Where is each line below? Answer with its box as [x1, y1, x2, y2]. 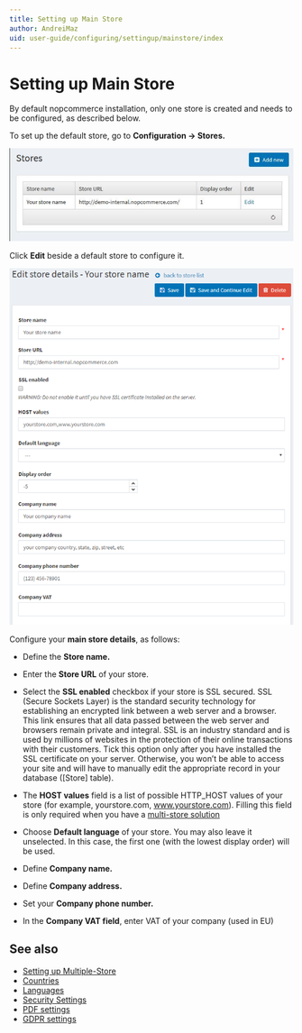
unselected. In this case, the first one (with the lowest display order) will [22, 836, 290, 846]
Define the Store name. [22, 651, 111, 662]
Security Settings [22, 994, 87, 1005]
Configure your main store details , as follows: [9, 634, 180, 644]
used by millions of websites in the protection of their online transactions [22, 734, 293, 745]
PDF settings [22, 1003, 70, 1014]
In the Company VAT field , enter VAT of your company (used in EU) [22, 915, 274, 926]
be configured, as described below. [9, 113, 142, 123]
